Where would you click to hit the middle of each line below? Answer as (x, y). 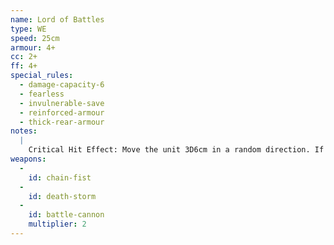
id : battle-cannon (66, 215)
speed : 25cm (35, 38)
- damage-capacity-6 (62, 85)
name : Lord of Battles (57, 19)
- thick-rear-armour (62, 122)
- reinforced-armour (62, 112)
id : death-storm (62, 196)
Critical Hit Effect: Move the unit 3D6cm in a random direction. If (176, 150)
